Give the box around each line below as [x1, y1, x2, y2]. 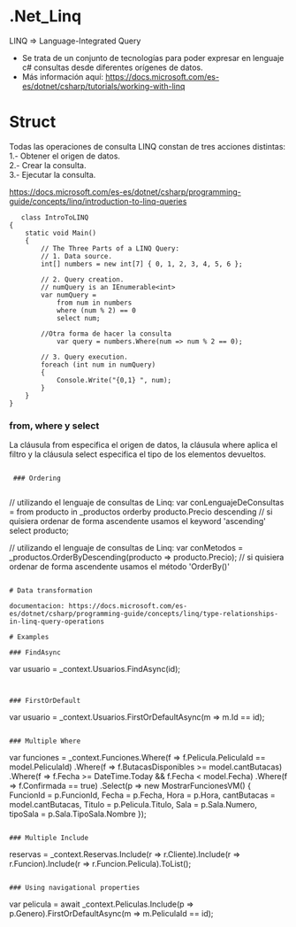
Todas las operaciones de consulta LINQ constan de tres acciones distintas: [9, 141, 285, 151]
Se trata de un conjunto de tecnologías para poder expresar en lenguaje [21, 52, 285, 63]
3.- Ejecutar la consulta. [9, 169, 96, 180]
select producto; [9, 525, 69, 537]
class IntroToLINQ [20, 212, 89, 222]
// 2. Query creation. [41, 274, 125, 284]
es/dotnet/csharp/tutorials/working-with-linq [21, 81, 186, 91]
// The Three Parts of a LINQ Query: [41, 243, 179, 253]
